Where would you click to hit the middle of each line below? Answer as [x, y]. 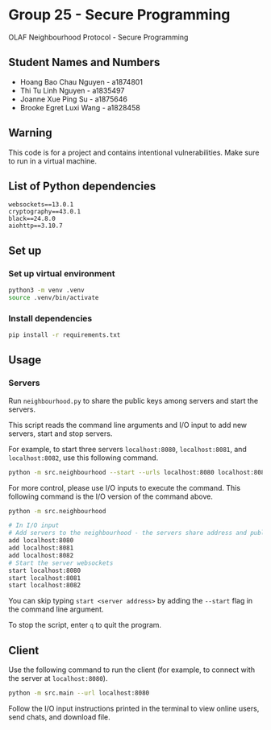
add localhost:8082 [41, 555]
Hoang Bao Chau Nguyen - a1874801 [81, 81]
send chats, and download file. [59, 717]
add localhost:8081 [41, 548]
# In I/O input [34, 525]
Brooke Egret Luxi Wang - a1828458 [80, 107]
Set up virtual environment [62, 273]
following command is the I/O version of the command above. [111, 496]
